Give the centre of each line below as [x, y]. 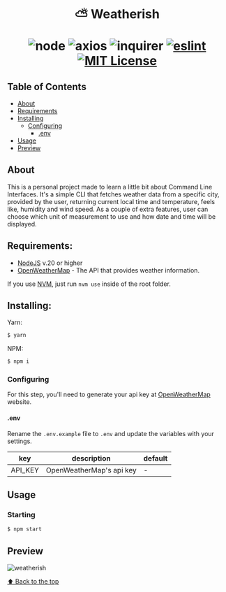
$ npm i [18, 361]
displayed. [22, 224]
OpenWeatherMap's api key [91, 470]
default [156, 458]
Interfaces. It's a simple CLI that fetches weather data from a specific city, [113, 194]
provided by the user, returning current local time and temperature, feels [111, 201]
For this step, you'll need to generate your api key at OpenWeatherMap [109, 395]
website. [20, 402]
